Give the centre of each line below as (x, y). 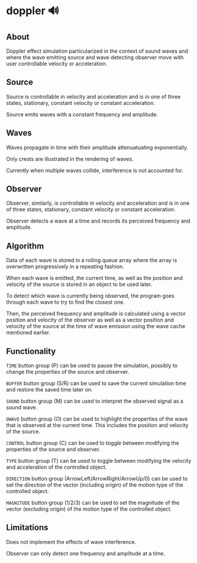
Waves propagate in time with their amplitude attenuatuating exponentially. (97, 147)
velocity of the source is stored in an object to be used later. (79, 284)
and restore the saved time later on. (49, 390)
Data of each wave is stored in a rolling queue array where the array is (92, 260)
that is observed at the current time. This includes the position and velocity (97, 425)
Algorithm (25, 246)
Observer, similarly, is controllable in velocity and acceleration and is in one (98, 203)
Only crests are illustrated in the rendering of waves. (70, 159)
